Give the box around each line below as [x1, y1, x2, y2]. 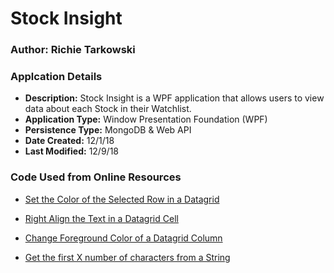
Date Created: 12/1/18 [24, 135, 115, 147]
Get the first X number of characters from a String [24, 251, 231, 263]
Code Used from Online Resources [10, 170, 182, 184]
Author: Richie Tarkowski [10, 43, 136, 57]
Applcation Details [10, 70, 103, 84]
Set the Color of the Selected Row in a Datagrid [24, 193, 220, 205]
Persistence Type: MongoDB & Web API [24, 124, 192, 136]
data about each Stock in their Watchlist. [24, 103, 192, 115]
